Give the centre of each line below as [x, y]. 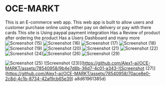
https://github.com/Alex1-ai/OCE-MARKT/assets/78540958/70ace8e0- [79, 73]
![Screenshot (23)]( [64, 63]
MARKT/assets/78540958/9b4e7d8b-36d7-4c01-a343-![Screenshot [75, 68]
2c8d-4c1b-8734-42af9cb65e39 [39, 79]
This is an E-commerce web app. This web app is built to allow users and [79, 22]
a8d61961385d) [90, 79]
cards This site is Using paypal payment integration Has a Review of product [82, 32]
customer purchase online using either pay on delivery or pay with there [78, 27]
